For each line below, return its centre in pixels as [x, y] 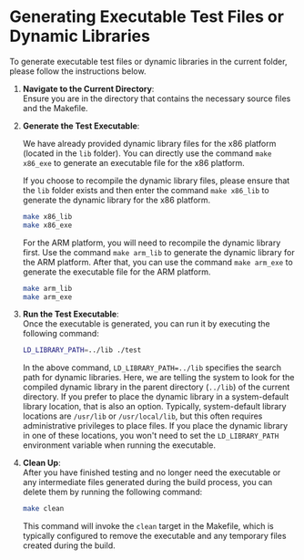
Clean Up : [41, 463]
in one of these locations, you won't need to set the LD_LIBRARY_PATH [151, 436]
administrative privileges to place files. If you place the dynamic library [155, 426]
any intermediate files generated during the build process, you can [147, 482]
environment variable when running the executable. [119, 445]
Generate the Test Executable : [81, 126]
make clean [43, 509]
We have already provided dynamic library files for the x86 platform [149, 143]
